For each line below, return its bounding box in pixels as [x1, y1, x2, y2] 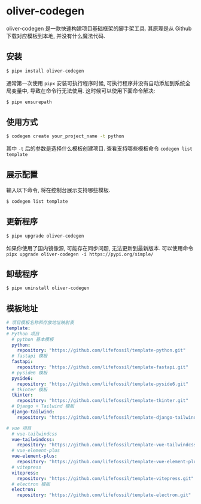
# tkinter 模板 [11, 386, 48, 392]
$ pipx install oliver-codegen [6, 68, 84, 74]
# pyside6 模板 [11, 370, 48, 376]
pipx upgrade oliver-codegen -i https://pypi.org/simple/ [6, 251, 154, 257]
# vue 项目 [6, 425, 32, 431]
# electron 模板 [11, 481, 50, 487]
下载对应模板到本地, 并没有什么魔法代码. [6, 32, 106, 40]
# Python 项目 [6, 331, 40, 337]
